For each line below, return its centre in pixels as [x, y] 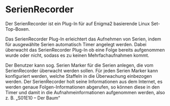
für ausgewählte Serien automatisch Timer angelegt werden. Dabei [76, 44]
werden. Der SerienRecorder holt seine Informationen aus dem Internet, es [84, 81]
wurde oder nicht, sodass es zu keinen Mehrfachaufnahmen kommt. [77, 55]
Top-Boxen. [18, 29]
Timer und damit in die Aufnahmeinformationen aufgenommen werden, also [85, 92]
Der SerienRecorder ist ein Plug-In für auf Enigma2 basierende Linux [78, 24]
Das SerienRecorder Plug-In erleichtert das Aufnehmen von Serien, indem [83, 39]
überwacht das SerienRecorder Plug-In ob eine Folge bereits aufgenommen [85, 50]
